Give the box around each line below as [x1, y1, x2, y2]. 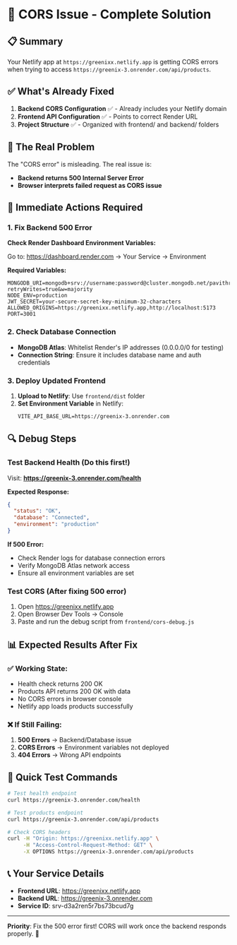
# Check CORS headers [7, 828, 71, 836]
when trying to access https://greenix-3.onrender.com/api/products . [7, 65, 212, 73]
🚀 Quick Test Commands [7, 771, 118, 783]
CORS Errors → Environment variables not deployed [17, 743, 169, 751]
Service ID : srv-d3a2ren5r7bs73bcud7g [17, 901, 134, 910]
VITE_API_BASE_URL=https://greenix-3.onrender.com [17, 412, 170, 420]
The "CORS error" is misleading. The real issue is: [7, 160, 152, 168]
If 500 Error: [7, 540, 44, 548]
